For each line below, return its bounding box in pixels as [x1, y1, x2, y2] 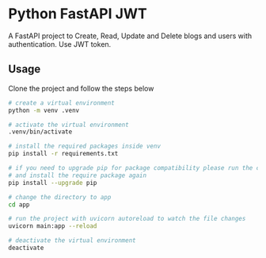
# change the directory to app [8, 193, 112, 201]
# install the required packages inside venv [8, 142, 161, 151]
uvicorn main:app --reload [8, 222, 97, 230]
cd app [8, 200, 30, 209]
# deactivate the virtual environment [8, 237, 136, 245]
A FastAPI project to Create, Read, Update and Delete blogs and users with [8, 31, 253, 40]
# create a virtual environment [8, 98, 115, 107]
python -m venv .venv [8, 106, 80, 114]
